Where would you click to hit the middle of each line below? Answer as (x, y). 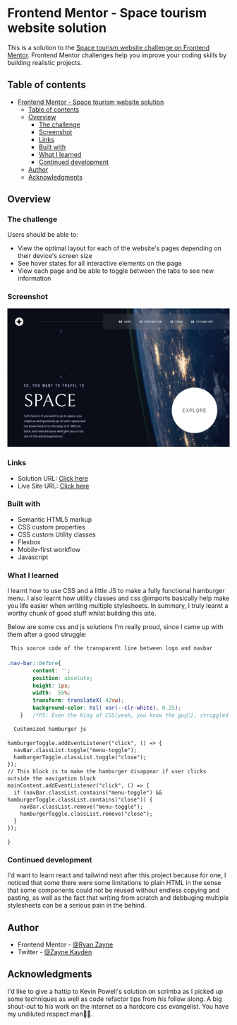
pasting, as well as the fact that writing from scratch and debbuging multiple (118, 898)
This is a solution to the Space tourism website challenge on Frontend (109, 47)
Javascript (33, 557)
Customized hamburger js (50, 729)
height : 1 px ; (52, 686)
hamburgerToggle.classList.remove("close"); (86, 814)
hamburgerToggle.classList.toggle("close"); (80, 757)
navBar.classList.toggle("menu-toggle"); (75, 750)
